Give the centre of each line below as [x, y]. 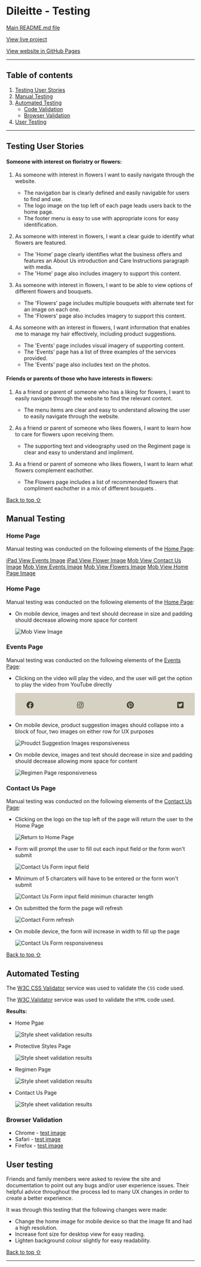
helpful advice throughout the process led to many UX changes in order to [98, 1192]
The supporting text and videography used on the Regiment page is [107, 446]
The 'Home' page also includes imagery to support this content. [102, 274]
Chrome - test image [40, 1133]
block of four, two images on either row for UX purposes [84, 731]
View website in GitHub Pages [43, 51]
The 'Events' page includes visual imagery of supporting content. [104, 346]
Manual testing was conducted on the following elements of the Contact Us [99, 801]
